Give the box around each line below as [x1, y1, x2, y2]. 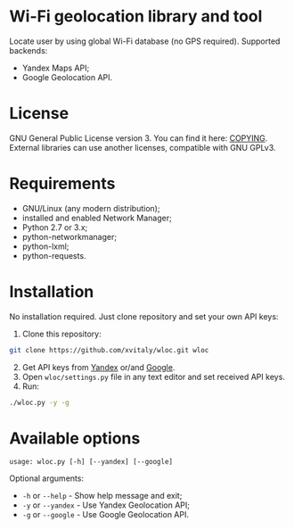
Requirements [9, 174, 116, 194]
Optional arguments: [9, 473, 85, 484]
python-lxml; [21, 241, 69, 252]
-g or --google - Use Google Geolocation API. [21, 509, 190, 520]
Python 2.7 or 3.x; [21, 221, 88, 233]
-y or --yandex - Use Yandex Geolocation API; [21, 500, 190, 510]
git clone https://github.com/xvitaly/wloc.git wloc [9, 345, 209, 354]
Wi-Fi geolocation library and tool [9, 6, 263, 27]
